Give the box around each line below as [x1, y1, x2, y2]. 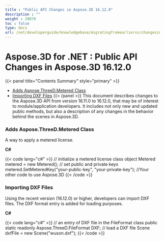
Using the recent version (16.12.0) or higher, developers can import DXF [5, 195, 150, 201]
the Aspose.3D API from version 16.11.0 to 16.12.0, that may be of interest [12, 98, 159, 104]
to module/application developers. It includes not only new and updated [12, 103, 158, 109]
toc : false [5, 21, 29, 26]
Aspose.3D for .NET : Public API [5, 51, 137, 62]
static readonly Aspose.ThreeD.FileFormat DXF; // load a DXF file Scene [5, 225, 150, 231]
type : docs [5, 26, 27, 30]
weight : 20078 [5, 16, 36, 21]
